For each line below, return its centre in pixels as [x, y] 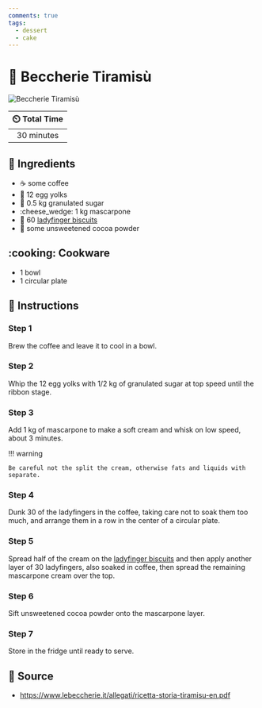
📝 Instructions [44, 306]
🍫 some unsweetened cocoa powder [80, 228]
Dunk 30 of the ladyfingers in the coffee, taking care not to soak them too [128, 512]
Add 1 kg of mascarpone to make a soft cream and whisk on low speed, [125, 430]
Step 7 [21, 633]
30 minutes [38, 136]
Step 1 [20, 329]
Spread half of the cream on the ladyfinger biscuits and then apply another [130, 558]
